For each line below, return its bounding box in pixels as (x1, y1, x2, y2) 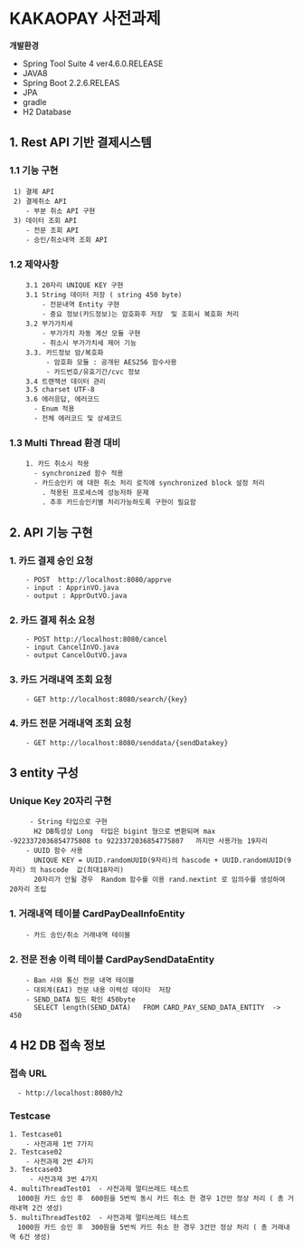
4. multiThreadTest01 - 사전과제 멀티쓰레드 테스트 (9, 1185, 190, 1194)
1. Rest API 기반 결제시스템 (9, 135, 152, 150)
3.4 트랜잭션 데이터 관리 (25, 377, 107, 386)
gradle (22, 96, 47, 107)
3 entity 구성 (9, 765, 79, 780)
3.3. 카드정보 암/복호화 (25, 348, 104, 357)
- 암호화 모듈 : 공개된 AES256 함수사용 (45, 357, 177, 367)
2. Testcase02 (9, 1147, 63, 1157)
